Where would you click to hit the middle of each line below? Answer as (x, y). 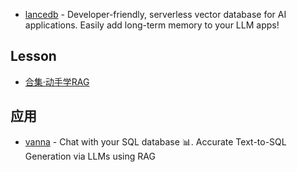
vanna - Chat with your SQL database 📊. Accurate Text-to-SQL (155, 141)
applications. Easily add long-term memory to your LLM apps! (152, 25)
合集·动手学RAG (57, 81)
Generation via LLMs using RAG (90, 156)
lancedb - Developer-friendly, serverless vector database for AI (155, 14)
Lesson (33, 56)
